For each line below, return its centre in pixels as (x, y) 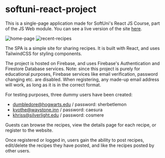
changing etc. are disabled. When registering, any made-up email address (82, 79)
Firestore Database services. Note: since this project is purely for (73, 69)
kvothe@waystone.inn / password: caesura (58, 110)
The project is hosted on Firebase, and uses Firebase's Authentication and (82, 63)
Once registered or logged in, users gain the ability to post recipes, (75, 140)
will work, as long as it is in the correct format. (53, 85)
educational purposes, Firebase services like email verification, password (81, 74)
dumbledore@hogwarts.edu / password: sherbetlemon (70, 104)
